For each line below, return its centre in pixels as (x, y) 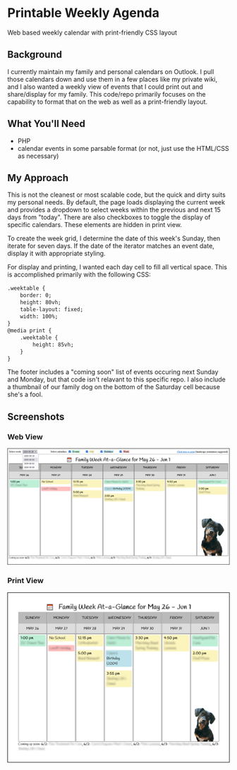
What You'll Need (47, 124)
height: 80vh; (41, 302)
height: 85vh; (53, 345)
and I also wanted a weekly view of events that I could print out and (105, 87)
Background (35, 55)
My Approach (38, 178)
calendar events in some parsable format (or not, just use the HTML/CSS (123, 148)
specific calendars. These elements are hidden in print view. (95, 225)
